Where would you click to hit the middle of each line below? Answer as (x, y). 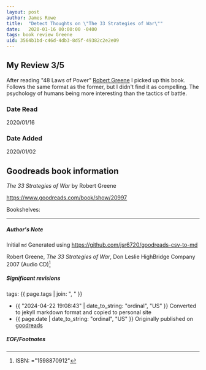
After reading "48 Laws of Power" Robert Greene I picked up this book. (96, 80)
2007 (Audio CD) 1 (29, 264)
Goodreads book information (63, 171)
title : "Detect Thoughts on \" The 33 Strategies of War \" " (85, 23)
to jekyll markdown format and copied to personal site (83, 312)
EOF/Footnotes (26, 339)
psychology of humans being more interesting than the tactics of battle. (97, 93)
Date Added (25, 139)
